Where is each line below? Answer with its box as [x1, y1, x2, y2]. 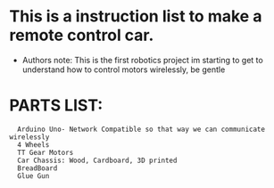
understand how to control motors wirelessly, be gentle [21, 64, 226, 75]
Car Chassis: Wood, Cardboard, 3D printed [17, 156, 178, 165]
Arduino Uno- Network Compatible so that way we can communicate [17, 125, 266, 134]
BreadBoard [17, 163, 58, 173]
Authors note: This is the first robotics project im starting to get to [21, 54, 263, 65]
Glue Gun [17, 171, 50, 180]
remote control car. [9, 25, 154, 45]
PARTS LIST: [9, 95, 104, 116]
